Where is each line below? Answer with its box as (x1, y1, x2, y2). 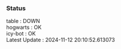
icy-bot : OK (6, 30, 36, 37)
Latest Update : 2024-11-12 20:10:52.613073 (6, 37, 115, 44)
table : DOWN (6, 18, 40, 25)
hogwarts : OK (6, 24, 42, 31)
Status (6, 4, 26, 12)
